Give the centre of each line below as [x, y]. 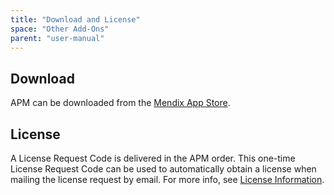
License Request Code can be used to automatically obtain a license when [163, 169]
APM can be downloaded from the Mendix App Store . [120, 103]
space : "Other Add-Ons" [60, 29]
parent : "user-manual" [57, 38]
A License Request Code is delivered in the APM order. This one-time [153, 158]
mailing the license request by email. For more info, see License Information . [167, 179]
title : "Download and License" [75, 19]
